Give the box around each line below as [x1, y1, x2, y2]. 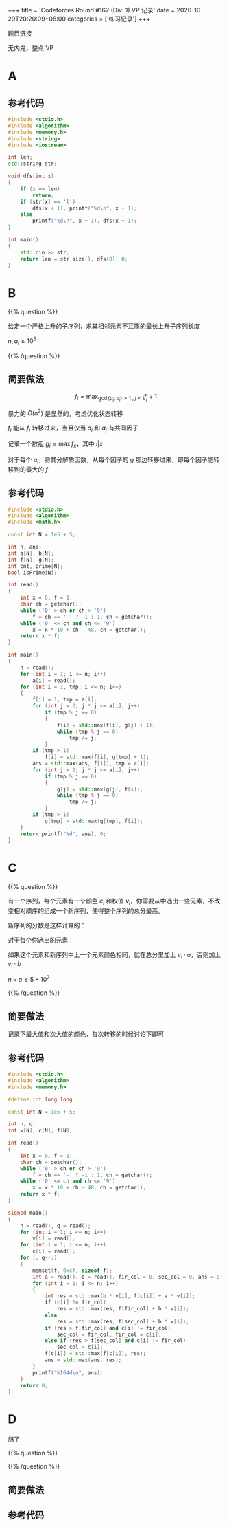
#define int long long [8, 1096, 73, 1103]
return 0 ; [20, 1382, 49, 1389]
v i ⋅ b [8, 959, 21, 969]
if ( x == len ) [20, 185, 60, 193]
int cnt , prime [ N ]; [8, 562, 64, 569]
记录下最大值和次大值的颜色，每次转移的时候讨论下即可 [8, 1030, 164, 1038]
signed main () [8, 1209, 49, 1216]
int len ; [8, 154, 33, 161]
